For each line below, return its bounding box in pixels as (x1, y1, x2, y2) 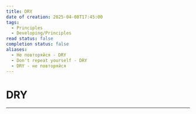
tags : (6, 19, 19, 25)
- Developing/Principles (11, 30, 72, 36)
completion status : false (6, 42, 69, 47)
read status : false (6, 36, 54, 42)
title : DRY (6, 8, 33, 15)
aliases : (6, 47, 27, 53)
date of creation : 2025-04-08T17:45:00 (6, 14, 103, 20)
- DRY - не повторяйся (11, 63, 66, 69)
